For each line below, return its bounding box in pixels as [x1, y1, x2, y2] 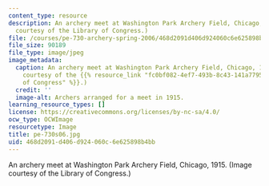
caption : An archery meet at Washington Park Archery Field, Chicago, [15, 64, 256, 72]
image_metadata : [8, 57, 62, 65]
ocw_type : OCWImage [8, 116, 74, 124]
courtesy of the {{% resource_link [22, 71, 142, 79]
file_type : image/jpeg [8, 49, 84, 57]
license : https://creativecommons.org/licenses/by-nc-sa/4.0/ [8, 109, 220, 117]
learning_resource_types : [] [8, 101, 106, 109]
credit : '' [15, 85, 52, 94]
